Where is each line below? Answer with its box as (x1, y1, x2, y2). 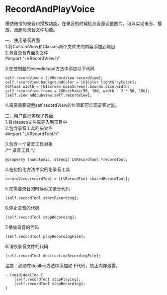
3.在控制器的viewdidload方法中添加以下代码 (5, 66, 95, 72)
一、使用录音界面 (5, 37, 40, 43)
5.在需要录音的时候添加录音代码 (5, 185, 70, 192)
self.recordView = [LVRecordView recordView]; (5, 75, 103, 80)
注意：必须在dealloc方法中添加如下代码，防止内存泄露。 (5, 262, 120, 269)
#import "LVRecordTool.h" (5, 131, 59, 137)
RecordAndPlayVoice (5, 3, 95, 15)
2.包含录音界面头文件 (5, 50, 49, 56)
